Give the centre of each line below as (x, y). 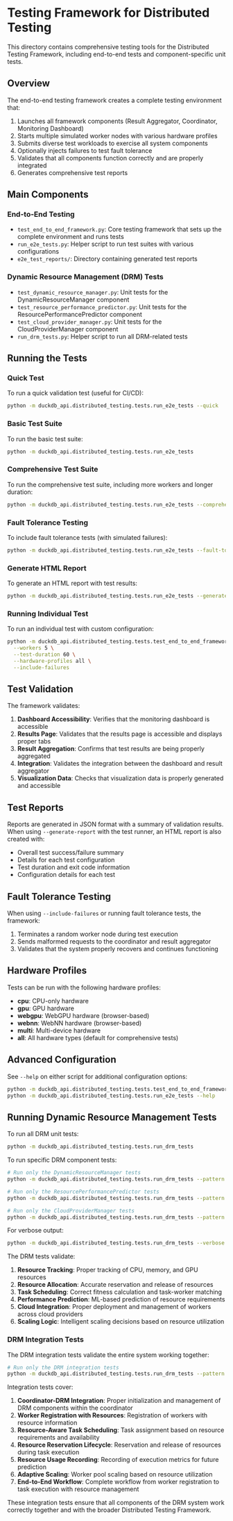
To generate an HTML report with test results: (72, 583)
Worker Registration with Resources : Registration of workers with (112, 1415)
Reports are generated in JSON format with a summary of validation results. (115, 824)
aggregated (34, 756)
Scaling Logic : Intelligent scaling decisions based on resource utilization (121, 1322)
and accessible (39, 786)
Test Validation (41, 689)
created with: (26, 839)
